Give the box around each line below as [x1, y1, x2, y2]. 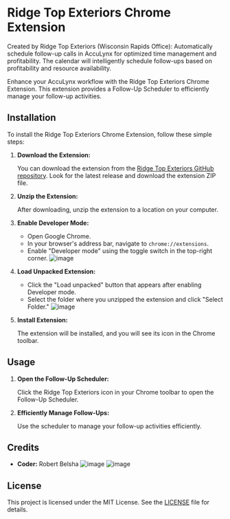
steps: [7, 137, 25, 146]
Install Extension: [16, 316, 68, 324]
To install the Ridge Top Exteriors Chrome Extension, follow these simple [7, 130, 212, 138]
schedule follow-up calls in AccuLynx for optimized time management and [7, 49, 217, 58]
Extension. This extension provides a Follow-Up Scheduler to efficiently [7, 85, 209, 93]
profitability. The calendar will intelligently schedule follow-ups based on [7, 56, 213, 65]
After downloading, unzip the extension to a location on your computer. [16, 205, 218, 214]
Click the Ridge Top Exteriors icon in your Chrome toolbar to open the [16, 388, 214, 396]
